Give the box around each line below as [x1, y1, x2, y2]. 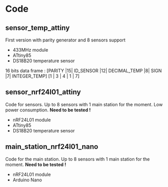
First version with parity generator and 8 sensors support [5, 37, 126, 43]
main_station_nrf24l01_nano [5, 143, 99, 151]
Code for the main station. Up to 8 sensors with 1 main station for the [5, 156, 150, 162]
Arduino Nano [12, 177, 42, 183]
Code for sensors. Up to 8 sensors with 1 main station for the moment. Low [5, 101, 163, 107]
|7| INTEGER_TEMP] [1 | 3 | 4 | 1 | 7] [5, 73, 80, 79]
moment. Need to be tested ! [5, 161, 66, 168]
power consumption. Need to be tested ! [5, 107, 91, 113]
